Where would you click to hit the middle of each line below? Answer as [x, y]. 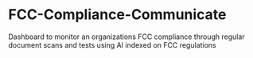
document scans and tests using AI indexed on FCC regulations [112, 44]
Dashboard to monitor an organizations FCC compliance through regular [127, 37]
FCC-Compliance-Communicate [117, 15]
